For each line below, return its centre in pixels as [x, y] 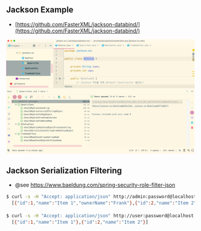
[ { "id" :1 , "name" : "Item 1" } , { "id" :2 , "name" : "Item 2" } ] [80, 222]
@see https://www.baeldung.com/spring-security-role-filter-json [95, 185]
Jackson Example [40, 10]
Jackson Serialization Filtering [64, 170]
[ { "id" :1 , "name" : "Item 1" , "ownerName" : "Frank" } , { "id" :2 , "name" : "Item [100, 203]
